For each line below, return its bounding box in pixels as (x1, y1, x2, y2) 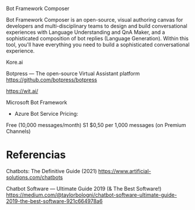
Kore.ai (6, 58, 23, 66)
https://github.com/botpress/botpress (6, 76, 98, 83)
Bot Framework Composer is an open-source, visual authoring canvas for (6, 16, 183, 23)
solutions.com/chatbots (6, 174, 63, 181)
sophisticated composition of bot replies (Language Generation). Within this (6, 35, 189, 42)
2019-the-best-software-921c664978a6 (6, 197, 103, 204)
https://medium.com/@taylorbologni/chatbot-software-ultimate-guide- (6, 191, 177, 198)
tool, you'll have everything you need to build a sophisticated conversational (6, 41, 190, 48)
